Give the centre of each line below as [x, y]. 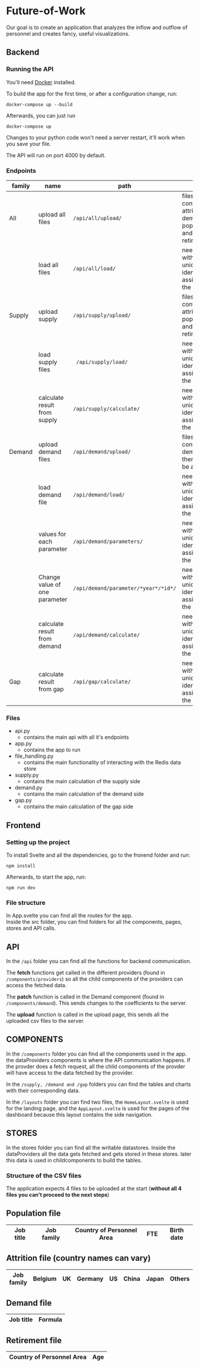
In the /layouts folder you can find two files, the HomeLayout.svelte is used [97, 1102]
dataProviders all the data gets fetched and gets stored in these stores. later [99, 1154]
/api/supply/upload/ [102, 315]
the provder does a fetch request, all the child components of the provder [96, 1066]
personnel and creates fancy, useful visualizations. [68, 33]
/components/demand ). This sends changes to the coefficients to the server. [97, 1003]
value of [49, 584]
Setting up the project [38, 842]
